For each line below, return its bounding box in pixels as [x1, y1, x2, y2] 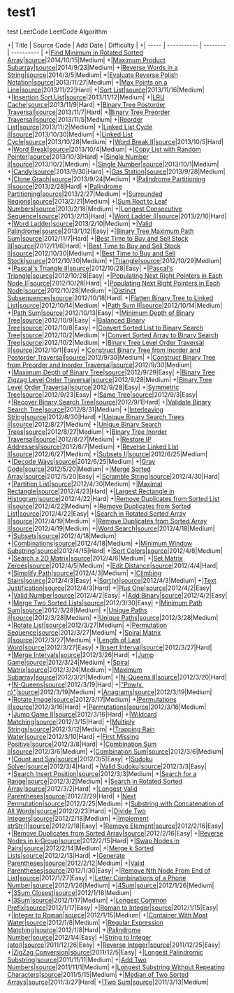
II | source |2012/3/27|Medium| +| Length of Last [7, 635, 141, 644]
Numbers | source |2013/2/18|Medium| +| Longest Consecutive [7, 204, 182, 213]
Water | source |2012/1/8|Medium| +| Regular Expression [7, 918, 164, 927]
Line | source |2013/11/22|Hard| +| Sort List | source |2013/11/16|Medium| [7, 85, 205, 94]
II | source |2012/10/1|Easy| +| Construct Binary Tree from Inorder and [7, 346, 201, 354]
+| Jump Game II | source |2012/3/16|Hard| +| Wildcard [7, 710, 157, 718]
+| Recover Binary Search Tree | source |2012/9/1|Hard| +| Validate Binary [7, 397, 212, 406]
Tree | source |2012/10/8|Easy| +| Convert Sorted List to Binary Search [7, 323, 204, 332]
